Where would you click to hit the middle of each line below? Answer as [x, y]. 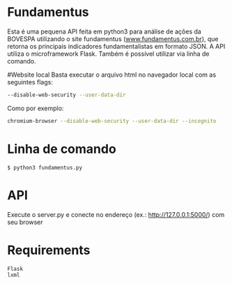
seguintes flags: [30, 82]
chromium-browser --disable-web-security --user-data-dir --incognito [112, 121]
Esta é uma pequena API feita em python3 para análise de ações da [105, 31]
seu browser [25, 222]
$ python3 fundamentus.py [45, 167]
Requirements [49, 250]
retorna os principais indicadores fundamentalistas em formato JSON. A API [116, 46]
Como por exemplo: [36, 108]
